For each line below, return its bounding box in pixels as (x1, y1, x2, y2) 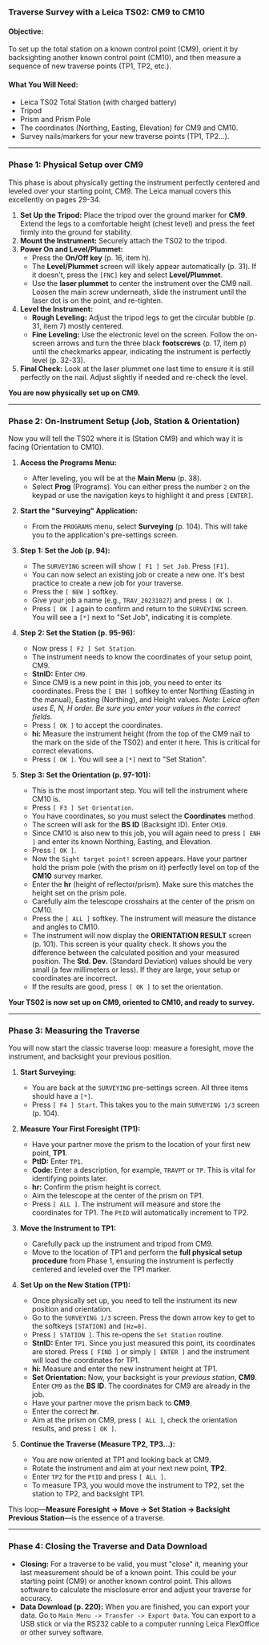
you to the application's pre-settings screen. (31, 529, 179, 540)
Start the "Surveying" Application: (19, 505, 138, 516)
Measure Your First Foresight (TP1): (19, 1124, 141, 1134)
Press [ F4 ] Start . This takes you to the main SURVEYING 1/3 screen (31, 1100, 260, 1110)
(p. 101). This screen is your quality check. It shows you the (31, 939, 227, 949)
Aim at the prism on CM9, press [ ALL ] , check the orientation (31, 1415, 238, 1425)
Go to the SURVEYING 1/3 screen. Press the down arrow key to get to (31, 1312, 255, 1323)
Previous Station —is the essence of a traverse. (8, 1513, 166, 1523)
